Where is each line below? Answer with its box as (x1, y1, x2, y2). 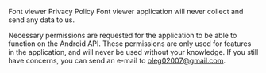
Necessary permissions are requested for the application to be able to (8, 31, 237, 40)
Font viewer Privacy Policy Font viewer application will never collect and (8, 7, 244, 16)
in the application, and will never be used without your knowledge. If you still (8, 48, 259, 56)
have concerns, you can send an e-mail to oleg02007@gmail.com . (8, 56, 226, 65)
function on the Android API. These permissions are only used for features (8, 39, 252, 48)
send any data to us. (8, 15, 75, 25)
